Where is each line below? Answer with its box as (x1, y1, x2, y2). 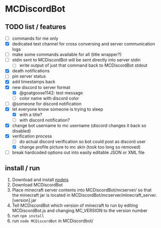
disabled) (12, 128, 31, 134)
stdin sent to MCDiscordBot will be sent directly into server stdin (12, 57, 141, 63)
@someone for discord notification (12, 101, 81, 106)
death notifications (12, 68, 50, 74)
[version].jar (12, 198, 37, 203)
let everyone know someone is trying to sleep (12, 106, 103, 112)
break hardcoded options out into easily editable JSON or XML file (12, 150, 145, 155)
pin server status (12, 74, 46, 79)
